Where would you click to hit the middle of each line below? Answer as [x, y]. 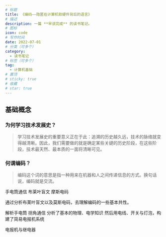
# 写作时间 [15, 38]
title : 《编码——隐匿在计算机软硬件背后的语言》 [48, 14]
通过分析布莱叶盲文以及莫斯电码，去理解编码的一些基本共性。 [68, 202]
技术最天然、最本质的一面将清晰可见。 [65, 149]
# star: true [19, 88]
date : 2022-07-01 [23, 42]
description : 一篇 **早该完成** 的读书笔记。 [48, 24]
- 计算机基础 [21, 70]
